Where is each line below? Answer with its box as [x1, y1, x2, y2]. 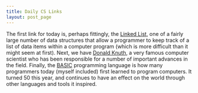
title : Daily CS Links [6, 8, 62, 15]
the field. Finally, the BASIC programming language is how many [6, 61, 163, 68]
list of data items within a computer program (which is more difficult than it [6, 42, 189, 50]
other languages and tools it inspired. [6, 80, 97, 87]
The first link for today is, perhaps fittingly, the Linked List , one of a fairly [6, 30, 184, 37]
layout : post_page [6, 14, 52, 20]
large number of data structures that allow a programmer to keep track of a [6, 36, 190, 44]
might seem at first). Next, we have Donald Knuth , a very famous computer [6, 49, 189, 56]
